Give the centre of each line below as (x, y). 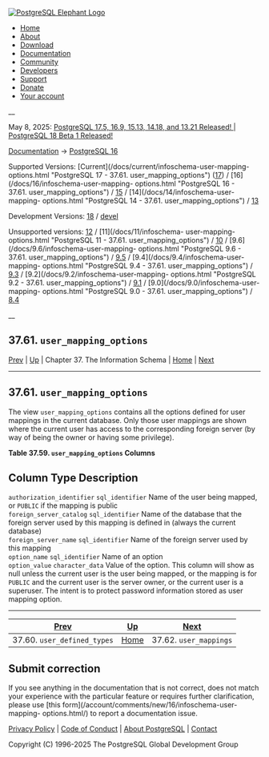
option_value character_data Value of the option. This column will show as (131, 566)
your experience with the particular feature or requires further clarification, (131, 696)
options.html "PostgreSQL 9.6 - (190, 249)
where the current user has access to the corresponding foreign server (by (132, 429)
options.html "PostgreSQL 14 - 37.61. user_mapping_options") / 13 (150, 201)
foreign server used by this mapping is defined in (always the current (122, 523)
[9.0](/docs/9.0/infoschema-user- (204, 283)
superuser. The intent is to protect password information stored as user (126, 591)
